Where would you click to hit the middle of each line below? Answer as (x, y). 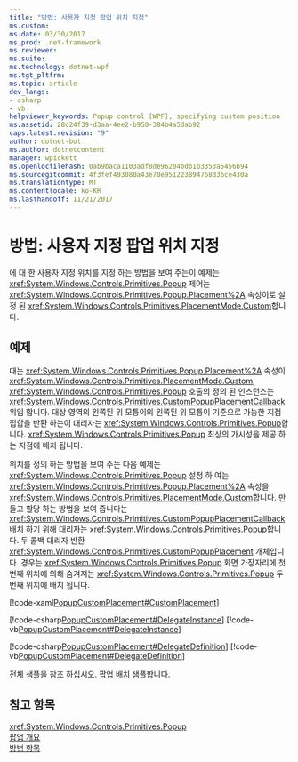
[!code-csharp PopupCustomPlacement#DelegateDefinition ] (119, 646)
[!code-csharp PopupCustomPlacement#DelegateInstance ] (117, 620)
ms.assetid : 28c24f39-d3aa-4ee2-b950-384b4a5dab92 (105, 125)
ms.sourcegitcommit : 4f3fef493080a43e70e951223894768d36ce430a (129, 174)
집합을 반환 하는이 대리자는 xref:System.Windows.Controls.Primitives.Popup (145, 422)
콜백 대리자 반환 (57, 540)
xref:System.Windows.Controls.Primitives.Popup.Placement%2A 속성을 (139, 486)
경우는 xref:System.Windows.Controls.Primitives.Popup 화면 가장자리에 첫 (153, 562)
